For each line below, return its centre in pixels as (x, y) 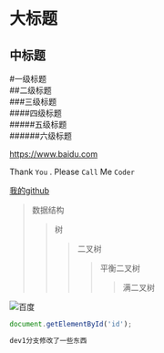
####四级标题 (36, 113)
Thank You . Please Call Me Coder (72, 171)
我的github (30, 191)
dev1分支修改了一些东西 (48, 340)
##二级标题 (31, 90)
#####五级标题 (38, 125)
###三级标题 (33, 102)
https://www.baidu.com (54, 154)
